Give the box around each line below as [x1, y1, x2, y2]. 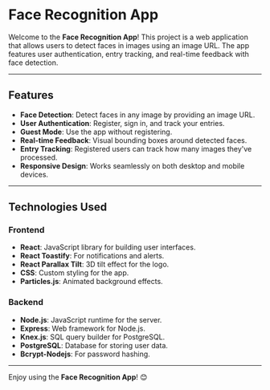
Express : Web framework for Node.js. [19, 323, 146, 333]
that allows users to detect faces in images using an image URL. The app [8, 40, 250, 50]
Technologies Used [8, 201, 107, 214]
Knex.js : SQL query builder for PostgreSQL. [19, 331, 166, 342]
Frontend [8, 225, 45, 236]
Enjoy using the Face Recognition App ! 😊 [8, 372, 148, 382]
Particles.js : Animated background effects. [19, 277, 163, 286]
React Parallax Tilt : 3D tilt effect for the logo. [19, 259, 170, 270]
